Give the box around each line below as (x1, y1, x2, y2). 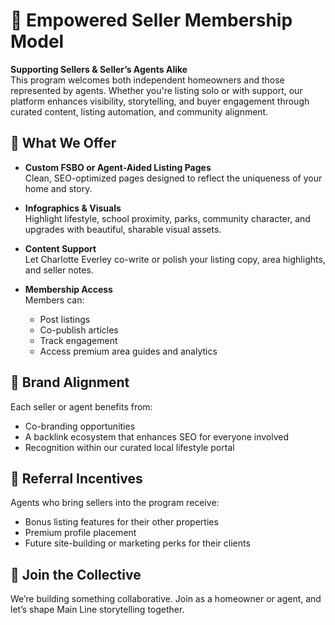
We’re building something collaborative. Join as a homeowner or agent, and (10, 593, 322, 605)
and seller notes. (24, 264, 94, 276)
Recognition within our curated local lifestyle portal (24, 441, 235, 453)
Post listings (39, 313, 91, 325)
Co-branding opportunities (24, 420, 136, 432)
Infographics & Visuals (24, 202, 122, 214)
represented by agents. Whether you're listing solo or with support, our (10, 84, 303, 96)
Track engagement (39, 334, 118, 346)
